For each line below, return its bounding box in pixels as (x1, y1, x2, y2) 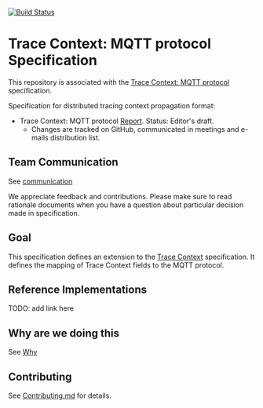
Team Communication (8, 155, 119, 169)
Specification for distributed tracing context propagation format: (8, 100, 216, 110)
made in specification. (8, 208, 80, 217)
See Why (8, 348, 38, 357)
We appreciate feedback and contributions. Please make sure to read (8, 191, 232, 201)
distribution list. (49, 133, 100, 142)
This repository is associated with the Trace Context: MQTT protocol (8, 77, 230, 86)
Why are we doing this (8, 326, 120, 340)
